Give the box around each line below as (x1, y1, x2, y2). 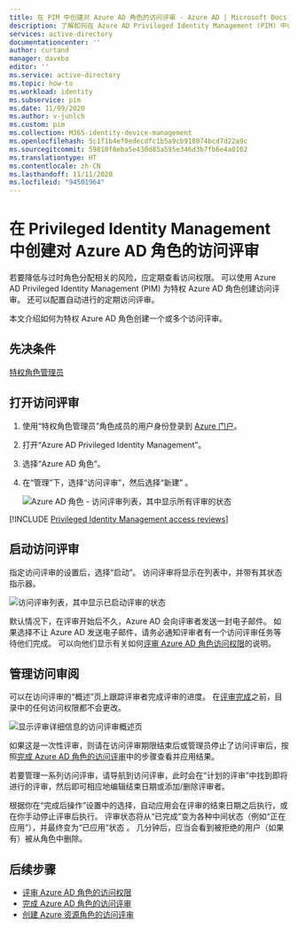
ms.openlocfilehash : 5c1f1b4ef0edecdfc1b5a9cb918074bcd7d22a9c (9, 137, 248, 145)
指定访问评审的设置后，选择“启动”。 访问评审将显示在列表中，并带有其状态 (9, 567, 283, 578)
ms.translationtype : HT (9, 153, 98, 162)
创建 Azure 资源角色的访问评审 (21, 909, 135, 920)
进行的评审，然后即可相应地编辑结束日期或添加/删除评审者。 (9, 782, 231, 792)
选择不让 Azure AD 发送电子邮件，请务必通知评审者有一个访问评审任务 (16, 626, 274, 637)
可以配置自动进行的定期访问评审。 (34, 295, 160, 305)
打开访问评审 (9, 396, 80, 411)
